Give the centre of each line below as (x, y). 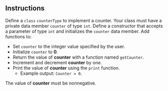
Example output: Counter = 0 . (51, 73)
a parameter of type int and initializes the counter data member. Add (77, 31)
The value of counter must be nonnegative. (51, 83)
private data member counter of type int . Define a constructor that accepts (84, 26)
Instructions (25, 8)
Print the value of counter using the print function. (66, 68)
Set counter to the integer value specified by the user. (69, 46)
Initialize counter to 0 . (35, 52)
